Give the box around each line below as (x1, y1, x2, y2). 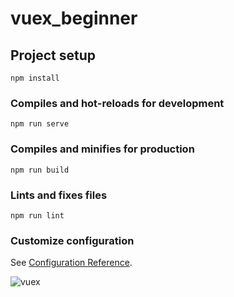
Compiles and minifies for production (10, 142, 195, 156)
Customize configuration (10, 233, 135, 247)
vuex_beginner (10, 7, 138, 30)
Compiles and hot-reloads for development (10, 96, 225, 110)
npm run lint (10, 210, 65, 221)
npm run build (10, 165, 70, 175)
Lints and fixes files (10, 188, 108, 202)
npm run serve (10, 119, 70, 129)
